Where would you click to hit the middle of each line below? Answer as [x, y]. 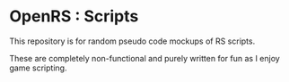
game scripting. [38, 68]
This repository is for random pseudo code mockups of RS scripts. [132, 41]
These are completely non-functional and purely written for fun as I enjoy [144, 58]
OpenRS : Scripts [74, 16]
